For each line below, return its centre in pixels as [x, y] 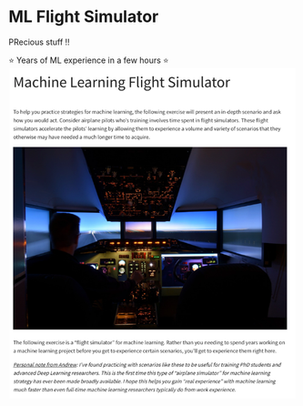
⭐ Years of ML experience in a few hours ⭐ [89, 60]
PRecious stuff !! [39, 42]
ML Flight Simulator [84, 17]
